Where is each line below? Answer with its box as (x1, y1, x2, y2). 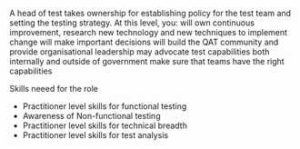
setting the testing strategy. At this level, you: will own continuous (9, 17, 255, 28)
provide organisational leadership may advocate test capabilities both (9, 46, 270, 57)
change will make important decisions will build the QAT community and (9, 36, 279, 47)
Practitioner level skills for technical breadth (22, 120, 188, 131)
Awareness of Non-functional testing (22, 111, 161, 121)
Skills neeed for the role (9, 84, 98, 94)
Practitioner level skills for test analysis (22, 130, 169, 140)
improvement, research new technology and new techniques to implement (9, 27, 288, 37)
